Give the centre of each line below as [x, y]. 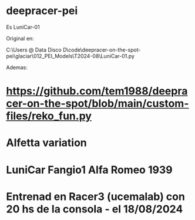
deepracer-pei [42, 11]
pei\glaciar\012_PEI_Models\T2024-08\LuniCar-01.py [70, 56]
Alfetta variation [46, 143]
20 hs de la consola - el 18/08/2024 [95, 209]
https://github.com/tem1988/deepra [97, 91]
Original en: [20, 38]
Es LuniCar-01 [23, 27]
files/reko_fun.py [49, 116]
